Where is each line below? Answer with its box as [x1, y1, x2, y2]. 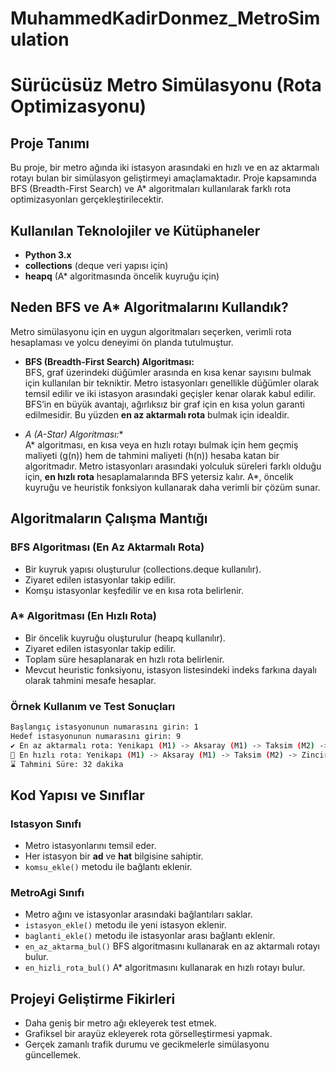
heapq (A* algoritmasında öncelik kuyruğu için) [24, 270, 220, 282]
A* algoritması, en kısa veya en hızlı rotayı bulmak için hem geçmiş [24, 438, 299, 451]
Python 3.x [24, 249, 72, 261]
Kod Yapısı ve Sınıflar [10, 787, 145, 804]
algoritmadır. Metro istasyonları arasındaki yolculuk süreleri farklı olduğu [24, 460, 322, 472]
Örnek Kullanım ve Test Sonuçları [10, 699, 176, 713]
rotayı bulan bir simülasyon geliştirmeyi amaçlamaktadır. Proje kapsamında [10, 172, 317, 184]
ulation [10, 28, 70, 51]
